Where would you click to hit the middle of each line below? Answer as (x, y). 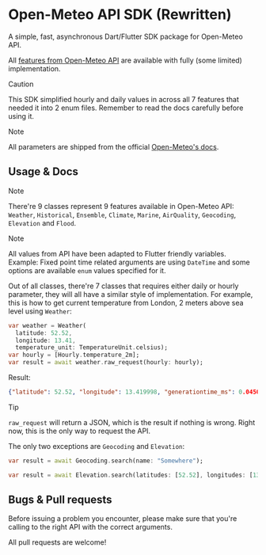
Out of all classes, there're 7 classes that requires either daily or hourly (123, 286)
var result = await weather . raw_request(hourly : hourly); (106, 363)
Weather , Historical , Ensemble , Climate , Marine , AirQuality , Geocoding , (122, 215)
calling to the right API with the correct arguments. (90, 527)
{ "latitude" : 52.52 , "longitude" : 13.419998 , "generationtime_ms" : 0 (125, 392)
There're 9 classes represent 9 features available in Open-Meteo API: (122, 206)
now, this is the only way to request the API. (80, 431)
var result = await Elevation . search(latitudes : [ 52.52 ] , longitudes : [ (131, 475)
